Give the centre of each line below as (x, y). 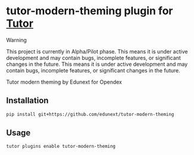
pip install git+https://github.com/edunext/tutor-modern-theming (90, 114)
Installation (27, 101)
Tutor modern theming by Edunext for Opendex (64, 82)
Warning (16, 40)
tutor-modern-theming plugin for (90, 11)
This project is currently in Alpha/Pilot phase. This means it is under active (97, 51)
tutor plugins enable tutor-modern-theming (61, 147)
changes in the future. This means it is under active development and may (97, 64)
